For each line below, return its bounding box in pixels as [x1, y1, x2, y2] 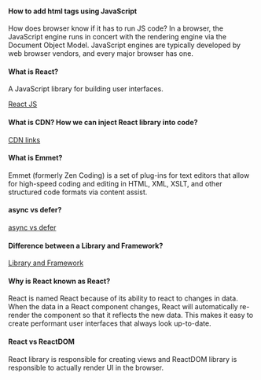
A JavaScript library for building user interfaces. [8, 84, 164, 94]
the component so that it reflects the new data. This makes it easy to [31, 311, 254, 320]
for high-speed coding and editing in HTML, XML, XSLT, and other [8, 179, 222, 188]
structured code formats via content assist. [8, 187, 148, 197]
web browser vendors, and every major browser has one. [8, 49, 194, 58]
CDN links [8, 135, 41, 145]
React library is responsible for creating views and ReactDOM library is [8, 354, 237, 363]
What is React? [8, 67, 59, 76]
